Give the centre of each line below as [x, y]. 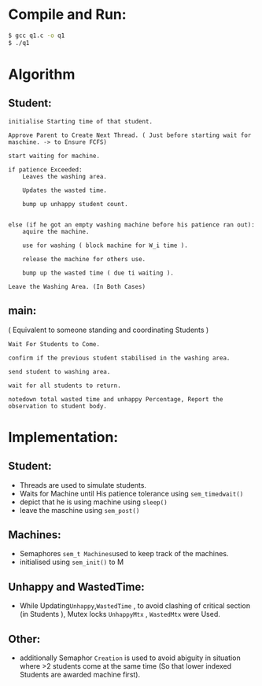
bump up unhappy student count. [75, 204]
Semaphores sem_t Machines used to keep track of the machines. [124, 554]
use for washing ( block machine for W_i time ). [105, 245]
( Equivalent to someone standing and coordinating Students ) [109, 330]
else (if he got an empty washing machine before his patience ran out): [132, 225]
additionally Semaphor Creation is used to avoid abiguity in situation [130, 658]
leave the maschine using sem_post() [79, 510]
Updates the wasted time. [65, 190]
